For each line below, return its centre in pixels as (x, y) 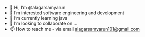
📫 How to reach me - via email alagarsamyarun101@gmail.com (75, 29)
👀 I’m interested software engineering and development (67, 13)
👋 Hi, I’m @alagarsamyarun (38, 8)
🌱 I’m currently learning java (39, 18)
